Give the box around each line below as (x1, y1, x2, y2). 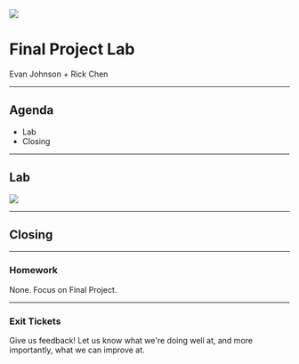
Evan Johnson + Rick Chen (9, 69, 109, 79)
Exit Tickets (9, 315, 61, 328)
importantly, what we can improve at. (9, 344, 145, 355)
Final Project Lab (9, 39, 135, 60)
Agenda (9, 102, 54, 118)
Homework (9, 264, 58, 277)
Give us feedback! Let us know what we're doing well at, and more (9, 335, 254, 345)
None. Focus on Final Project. (9, 284, 117, 295)
